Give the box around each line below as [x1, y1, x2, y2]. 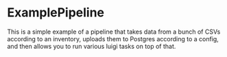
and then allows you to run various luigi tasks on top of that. [7, 42, 176, 50]
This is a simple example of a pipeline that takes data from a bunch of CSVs [7, 27, 221, 36]
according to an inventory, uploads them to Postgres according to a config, [7, 34, 219, 43]
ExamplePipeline [7, 5, 105, 21]
